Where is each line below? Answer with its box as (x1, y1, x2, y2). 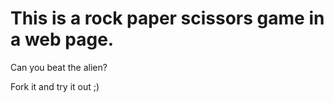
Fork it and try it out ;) (10, 80, 100, 92)
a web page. (10, 28, 115, 51)
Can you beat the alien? (10, 61, 108, 73)
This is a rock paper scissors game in (10, 7, 325, 30)
